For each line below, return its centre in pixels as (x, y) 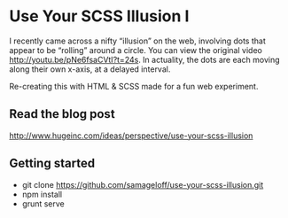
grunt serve (43, 203)
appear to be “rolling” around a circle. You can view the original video (136, 50)
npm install (42, 194)
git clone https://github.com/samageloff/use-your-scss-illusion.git (143, 184)
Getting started (52, 163)
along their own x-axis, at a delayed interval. (90, 69)
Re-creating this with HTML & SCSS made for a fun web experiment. (134, 86)
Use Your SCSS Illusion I (99, 16)
